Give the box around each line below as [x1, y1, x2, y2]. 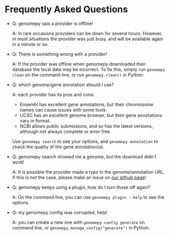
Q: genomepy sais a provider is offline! [12, 20, 94, 27]
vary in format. [19, 117, 51, 123]
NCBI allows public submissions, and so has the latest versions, [19, 123, 153, 129]
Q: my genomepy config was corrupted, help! [12, 209, 108, 215]
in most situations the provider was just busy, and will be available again [12, 36, 163, 42]
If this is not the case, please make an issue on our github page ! [12, 174, 146, 180]
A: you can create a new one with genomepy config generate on [12, 219, 145, 225]
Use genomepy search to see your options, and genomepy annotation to [12, 138, 158, 144]
